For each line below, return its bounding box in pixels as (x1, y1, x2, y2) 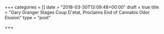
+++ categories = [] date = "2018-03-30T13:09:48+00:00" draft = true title (4, 4, 159, 10)
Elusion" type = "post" (4, 15, 51, 20)
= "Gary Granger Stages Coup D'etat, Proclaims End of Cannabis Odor (4, 9, 150, 15)
